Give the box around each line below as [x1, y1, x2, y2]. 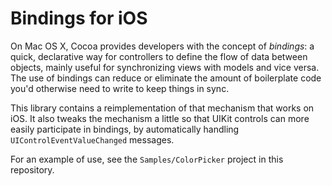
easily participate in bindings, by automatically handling [10, 123, 240, 135]
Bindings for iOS [10, 7, 148, 30]
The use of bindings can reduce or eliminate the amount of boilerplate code [10, 72, 322, 84]
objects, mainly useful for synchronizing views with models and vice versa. [10, 61, 320, 73]
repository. [10, 163, 55, 176]
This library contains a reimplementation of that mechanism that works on [10, 102, 315, 114]
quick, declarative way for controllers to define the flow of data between [10, 50, 308, 62]
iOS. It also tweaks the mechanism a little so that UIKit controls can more [10, 112, 310, 124]
